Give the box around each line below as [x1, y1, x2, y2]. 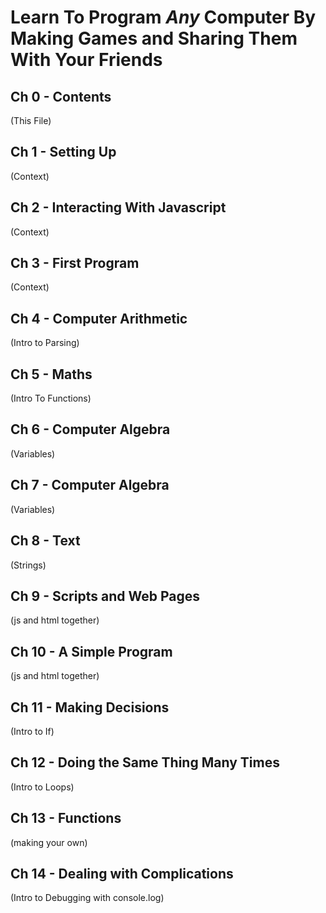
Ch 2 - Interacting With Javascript [10, 199, 227, 216]
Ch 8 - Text [10, 532, 81, 550]
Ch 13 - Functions [10, 810, 122, 827]
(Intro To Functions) [10, 392, 92, 405]
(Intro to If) [10, 725, 55, 737]
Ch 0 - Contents [10, 88, 112, 105]
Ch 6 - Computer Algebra [10, 421, 171, 438]
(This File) [10, 115, 52, 126]
